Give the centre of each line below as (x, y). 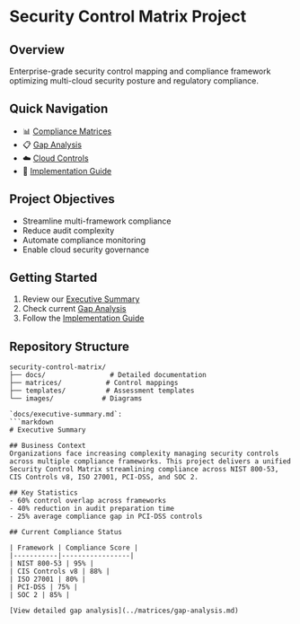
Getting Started (53, 278)
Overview (37, 50)
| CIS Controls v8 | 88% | (60, 572)
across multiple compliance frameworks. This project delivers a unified (150, 461)
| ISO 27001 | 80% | (48, 580)
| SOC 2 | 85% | (40, 595)
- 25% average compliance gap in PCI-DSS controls (106, 517)
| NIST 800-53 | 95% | (52, 564)
